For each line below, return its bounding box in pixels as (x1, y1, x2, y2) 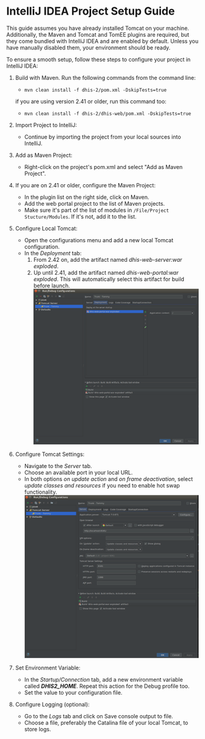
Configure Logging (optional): (15, 701, 90, 708)
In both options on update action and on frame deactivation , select (24, 475, 193, 483)
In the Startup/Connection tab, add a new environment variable (24, 676, 183, 683)
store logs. (24, 725, 51, 733)
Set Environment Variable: (15, 664, 81, 671)
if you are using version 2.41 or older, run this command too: (15, 98, 167, 105)
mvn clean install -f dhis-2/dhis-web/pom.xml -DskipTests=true (24, 110, 192, 117)
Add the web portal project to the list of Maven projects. (24, 200, 165, 207)
